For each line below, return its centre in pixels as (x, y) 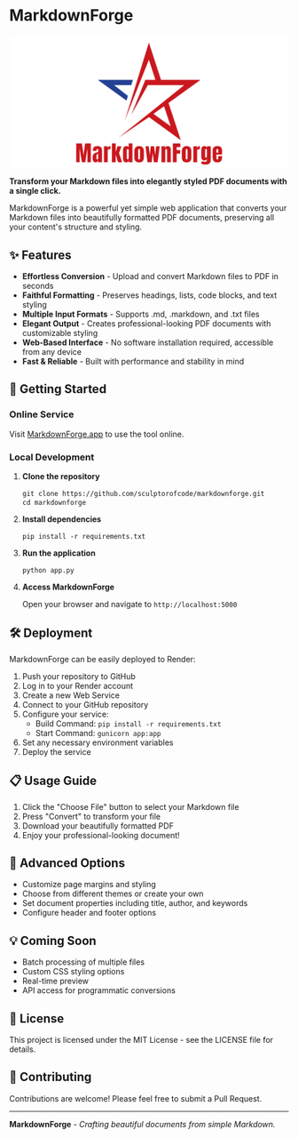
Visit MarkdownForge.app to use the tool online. (97, 434)
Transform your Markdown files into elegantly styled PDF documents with (148, 181)
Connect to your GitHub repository (85, 704)
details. (23, 1049)
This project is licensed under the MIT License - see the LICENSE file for (141, 1040)
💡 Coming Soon (53, 940)
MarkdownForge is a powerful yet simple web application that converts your (148, 208)
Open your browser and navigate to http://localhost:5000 (129, 604)
